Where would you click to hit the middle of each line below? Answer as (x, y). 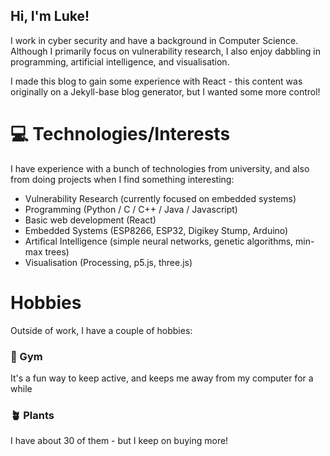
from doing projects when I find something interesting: (122, 179)
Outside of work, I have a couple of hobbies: (101, 330)
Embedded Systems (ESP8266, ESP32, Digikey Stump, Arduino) (156, 230)
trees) (57, 251)
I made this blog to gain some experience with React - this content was (156, 81)
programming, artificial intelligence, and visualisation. (120, 61)
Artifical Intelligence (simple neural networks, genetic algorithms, (159, 241)
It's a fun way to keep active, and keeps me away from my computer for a (162, 378)
